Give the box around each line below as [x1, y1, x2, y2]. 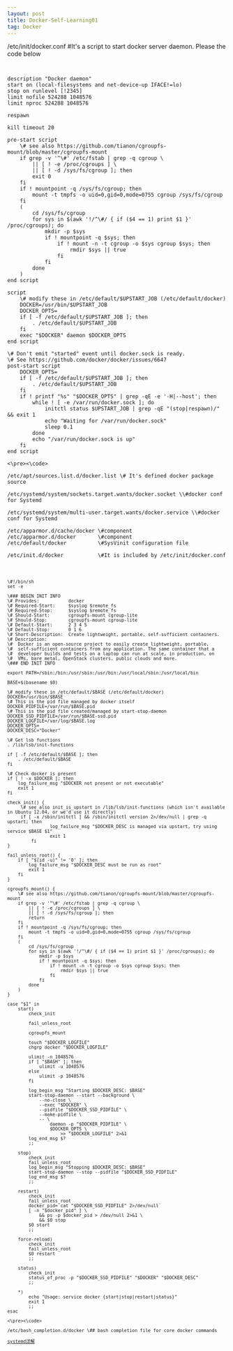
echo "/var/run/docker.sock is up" [32, 436, 136, 443]
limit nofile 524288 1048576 [7, 94, 92, 101]
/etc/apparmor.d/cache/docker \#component [7, 528, 133, 535]
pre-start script [7, 137, 58, 144]
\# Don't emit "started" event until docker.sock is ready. [7, 350, 186, 357]
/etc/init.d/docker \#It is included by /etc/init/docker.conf [7, 552, 227, 559]
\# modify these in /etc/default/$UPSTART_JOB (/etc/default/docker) [20, 295, 227, 302]
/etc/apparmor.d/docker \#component [7, 533, 133, 541]
